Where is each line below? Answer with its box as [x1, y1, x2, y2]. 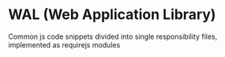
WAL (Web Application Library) [8, 6, 216, 24]
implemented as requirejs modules [8, 40, 121, 49]
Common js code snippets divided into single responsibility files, [8, 32, 218, 41]
